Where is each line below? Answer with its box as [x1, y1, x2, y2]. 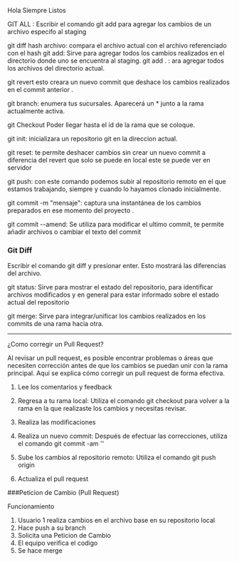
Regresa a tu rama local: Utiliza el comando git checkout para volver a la [17, 397, 230, 405]
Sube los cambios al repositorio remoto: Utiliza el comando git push [17, 453, 216, 462]
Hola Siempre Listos [7, 6, 66, 14]
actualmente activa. [7, 107, 65, 115]
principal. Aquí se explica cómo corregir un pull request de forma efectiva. [7, 369, 225, 377]
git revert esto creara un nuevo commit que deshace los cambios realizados [7, 78, 230, 86]
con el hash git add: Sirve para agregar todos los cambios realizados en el [7, 49, 225, 57]
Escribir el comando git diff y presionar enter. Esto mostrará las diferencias [7, 262, 226, 270]
